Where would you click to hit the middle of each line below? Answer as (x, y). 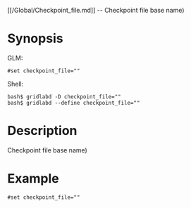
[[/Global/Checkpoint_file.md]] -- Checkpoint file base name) (96, 10)
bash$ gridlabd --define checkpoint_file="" (74, 103)
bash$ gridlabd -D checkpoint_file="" (64, 97)
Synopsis (35, 39)
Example (33, 179)
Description (42, 131)
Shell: (16, 84)
